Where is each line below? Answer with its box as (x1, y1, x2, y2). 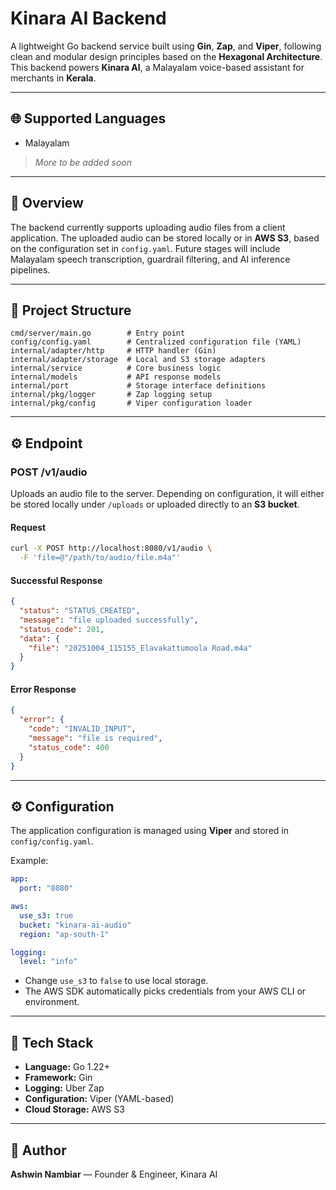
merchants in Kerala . (10, 72, 97, 84)
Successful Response (10, 574, 103, 586)
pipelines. (10, 263, 51, 276)
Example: (10, 855, 49, 867)
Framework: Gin (24, 1072, 93, 1084)
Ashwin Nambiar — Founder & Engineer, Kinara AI (10, 1168, 218, 1180)
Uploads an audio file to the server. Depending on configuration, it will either (10, 488, 325, 500)
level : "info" (19, 957, 78, 967)
